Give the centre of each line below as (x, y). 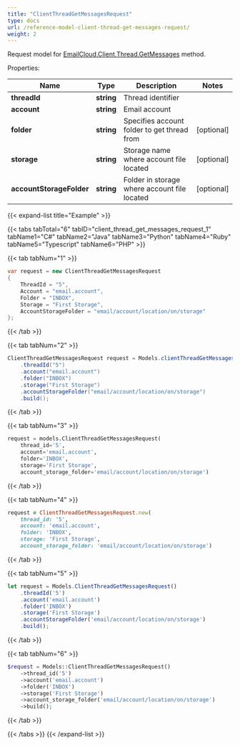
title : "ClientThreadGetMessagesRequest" (70, 14)
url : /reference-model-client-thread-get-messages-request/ (99, 27)
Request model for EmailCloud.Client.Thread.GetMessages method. (106, 54)
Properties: (24, 68)
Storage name (147, 151)
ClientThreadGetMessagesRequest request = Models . (84, 359)
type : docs (24, 21)
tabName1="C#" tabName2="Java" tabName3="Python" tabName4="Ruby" (119, 237)
